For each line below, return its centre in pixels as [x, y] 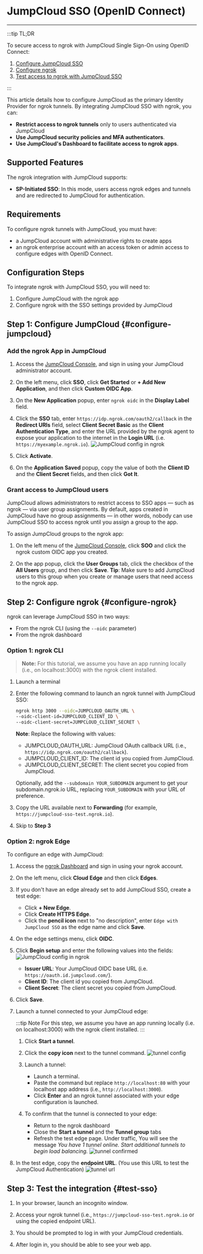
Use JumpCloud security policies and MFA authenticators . [90, 137]
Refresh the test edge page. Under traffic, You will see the [106, 1138]
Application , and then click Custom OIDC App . [74, 389]
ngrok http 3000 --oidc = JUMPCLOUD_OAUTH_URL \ [75, 711]
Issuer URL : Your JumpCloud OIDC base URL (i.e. [86, 968]
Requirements [34, 214]
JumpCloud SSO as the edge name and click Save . [85, 927]
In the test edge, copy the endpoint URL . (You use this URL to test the [102, 1163]
